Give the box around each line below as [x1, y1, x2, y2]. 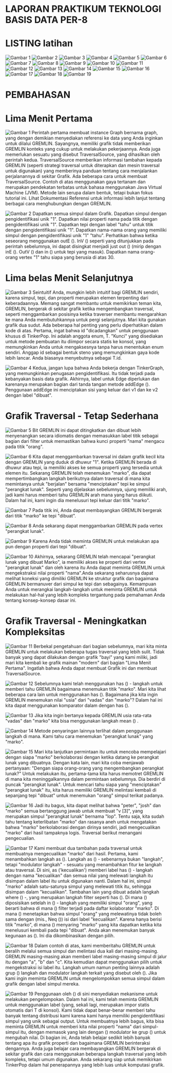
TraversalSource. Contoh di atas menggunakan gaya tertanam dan [5, 178, 146, 185]
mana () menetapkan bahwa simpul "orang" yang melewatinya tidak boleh [5, 911, 162, 917]
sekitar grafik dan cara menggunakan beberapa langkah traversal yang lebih [5, 1051, 167, 1057]
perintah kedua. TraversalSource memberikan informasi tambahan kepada [5, 157, 162, 163]
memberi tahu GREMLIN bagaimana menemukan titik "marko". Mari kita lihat [5, 686, 166, 692]
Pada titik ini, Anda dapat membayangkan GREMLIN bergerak [32, 507, 162, 513]
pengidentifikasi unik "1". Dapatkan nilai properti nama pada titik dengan [5, 216, 158, 222]
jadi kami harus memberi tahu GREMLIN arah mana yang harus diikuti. [5, 492, 153, 498]
